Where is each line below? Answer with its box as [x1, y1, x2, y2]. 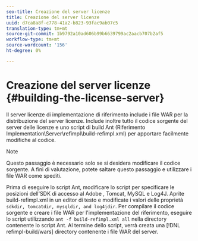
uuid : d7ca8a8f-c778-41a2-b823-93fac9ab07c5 [6, 20, 118, 26]
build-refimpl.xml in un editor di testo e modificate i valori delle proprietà [6, 196, 183, 203]
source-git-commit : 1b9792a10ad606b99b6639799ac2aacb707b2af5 [6, 31, 164, 37]
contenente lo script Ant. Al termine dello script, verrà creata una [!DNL [6, 221, 181, 228]
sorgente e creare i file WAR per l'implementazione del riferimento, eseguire [6, 209, 192, 216]
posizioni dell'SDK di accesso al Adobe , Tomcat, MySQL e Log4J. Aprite [6, 190, 184, 197]
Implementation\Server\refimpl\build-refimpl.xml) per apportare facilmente [6, 129, 189, 137]
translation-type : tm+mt [6, 25, 68, 32]
